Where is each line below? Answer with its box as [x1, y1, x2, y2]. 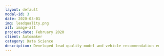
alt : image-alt [5, 25, 36, 30]
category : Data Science [5, 39, 54, 44]
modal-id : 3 [5, 12, 29, 17]
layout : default [5, 7, 38, 12]
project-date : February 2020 [5, 30, 64, 35]
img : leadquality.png [5, 20, 49, 26]
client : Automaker [5, 35, 42, 39]
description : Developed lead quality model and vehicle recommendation [5, 43, 154, 48]
